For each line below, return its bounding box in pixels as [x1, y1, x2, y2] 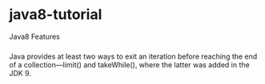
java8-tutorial [9, 6, 102, 24]
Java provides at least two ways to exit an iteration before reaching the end [9, 52, 258, 61]
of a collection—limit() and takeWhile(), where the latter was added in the [9, 60, 251, 70]
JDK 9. [9, 69, 31, 78]
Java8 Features [9, 32, 61, 41]
